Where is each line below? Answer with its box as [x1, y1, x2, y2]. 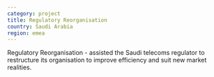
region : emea [7, 29, 45, 37]
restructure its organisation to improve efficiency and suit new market [7, 56, 207, 65]
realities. [7, 63, 32, 71]
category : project [7, 10, 61, 17]
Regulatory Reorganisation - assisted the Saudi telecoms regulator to [7, 49, 205, 57]
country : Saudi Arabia [7, 23, 73, 30]
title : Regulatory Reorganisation [7, 17, 108, 24]
